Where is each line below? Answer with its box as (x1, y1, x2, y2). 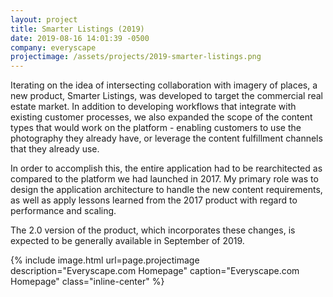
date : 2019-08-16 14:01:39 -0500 (10, 33, 150, 43)
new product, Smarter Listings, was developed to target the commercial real (10, 90, 324, 102)
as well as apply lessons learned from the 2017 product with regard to (10, 194, 298, 206)
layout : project (10, 14, 78, 25)
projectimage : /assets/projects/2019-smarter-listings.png (10, 52, 262, 62)
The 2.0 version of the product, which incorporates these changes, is (10, 224, 296, 236)
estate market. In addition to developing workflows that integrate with (10, 101, 297, 113)
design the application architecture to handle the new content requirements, (10, 184, 323, 196)
